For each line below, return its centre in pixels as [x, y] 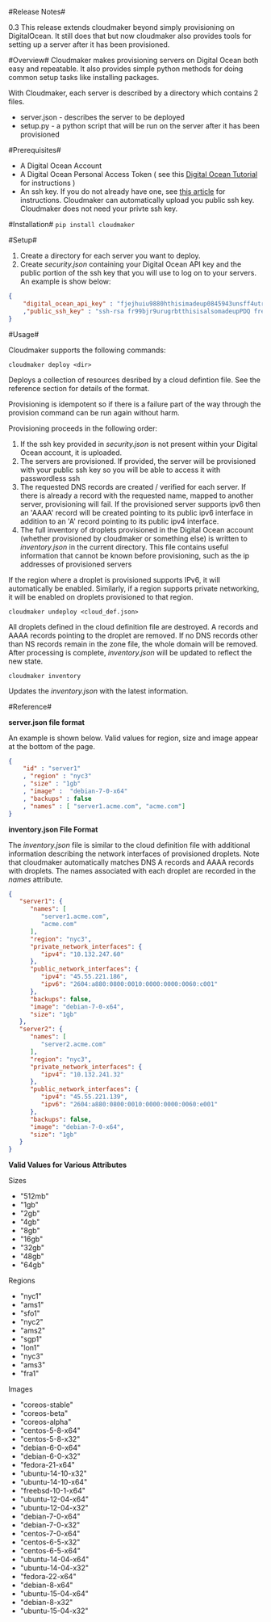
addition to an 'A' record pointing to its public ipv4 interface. [119, 521]
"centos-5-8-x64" [50, 1430]
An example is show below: [65, 281]
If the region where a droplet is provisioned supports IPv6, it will [114, 579]
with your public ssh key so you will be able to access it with [120, 470]
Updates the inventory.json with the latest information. [98, 691]
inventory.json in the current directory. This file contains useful [124, 547]
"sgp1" [31, 1339]
